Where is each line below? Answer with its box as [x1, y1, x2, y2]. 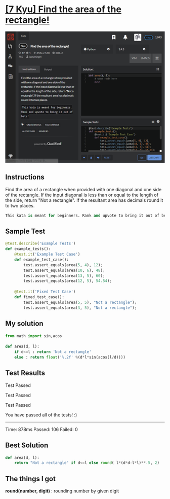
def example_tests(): [5, 246, 51, 252]
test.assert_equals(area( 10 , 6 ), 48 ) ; [23, 268, 105, 273]
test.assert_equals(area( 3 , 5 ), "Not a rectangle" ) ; [23, 305, 137, 310]
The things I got [5, 474, 56, 483]
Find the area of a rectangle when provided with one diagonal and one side [5, 186, 162, 192]
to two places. [5, 202, 35, 208]
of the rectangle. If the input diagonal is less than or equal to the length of [5, 192, 158, 198]
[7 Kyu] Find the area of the [5, 4, 121, 15]
